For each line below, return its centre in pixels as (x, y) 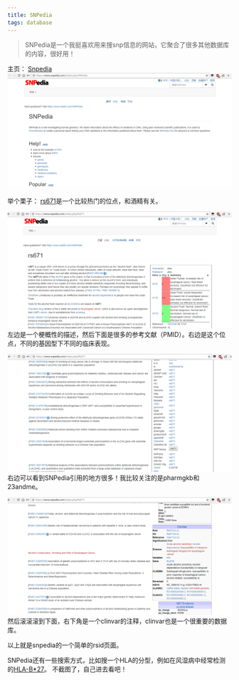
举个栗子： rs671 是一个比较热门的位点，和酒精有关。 (85, 201)
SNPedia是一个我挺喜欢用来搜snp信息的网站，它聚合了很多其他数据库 (127, 45)
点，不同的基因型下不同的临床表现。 (60, 343)
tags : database (30, 22)
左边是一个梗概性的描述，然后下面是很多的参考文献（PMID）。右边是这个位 (117, 334)
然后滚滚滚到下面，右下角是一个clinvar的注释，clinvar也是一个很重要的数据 (117, 621)
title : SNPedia (30, 15)
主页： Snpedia (30, 68)
